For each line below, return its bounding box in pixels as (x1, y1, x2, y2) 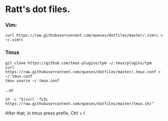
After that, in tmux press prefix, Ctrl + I (5, 110, 85, 116)
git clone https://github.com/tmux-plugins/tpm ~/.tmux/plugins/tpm (5, 60, 152, 66)
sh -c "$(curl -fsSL (5, 97, 49, 102)
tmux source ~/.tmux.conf (5, 78, 59, 83)
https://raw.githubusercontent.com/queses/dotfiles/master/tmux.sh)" (5, 101, 154, 106)
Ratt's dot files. (5, 4, 70, 15)
